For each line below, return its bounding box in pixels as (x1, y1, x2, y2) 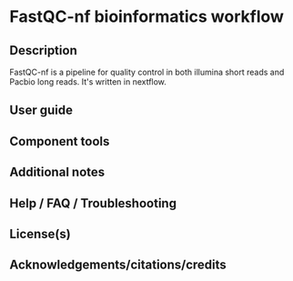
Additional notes (9, 165, 106, 180)
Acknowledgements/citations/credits (9, 257, 227, 273)
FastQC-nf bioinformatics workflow (9, 6, 285, 27)
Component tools (9, 134, 110, 149)
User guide (9, 103, 73, 118)
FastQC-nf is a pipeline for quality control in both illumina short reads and (9, 66, 285, 77)
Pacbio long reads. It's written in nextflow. (9, 76, 167, 87)
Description (9, 43, 77, 58)
